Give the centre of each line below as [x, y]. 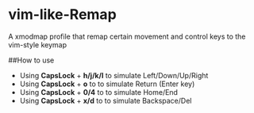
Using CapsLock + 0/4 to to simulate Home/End [99, 92]
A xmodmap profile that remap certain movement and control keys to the [127, 36]
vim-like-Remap [62, 15]
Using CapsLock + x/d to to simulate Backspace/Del [106, 100]
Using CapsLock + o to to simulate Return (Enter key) [107, 84]
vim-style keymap [38, 44]
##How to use [31, 60]
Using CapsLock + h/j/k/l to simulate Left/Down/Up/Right [114, 75]
